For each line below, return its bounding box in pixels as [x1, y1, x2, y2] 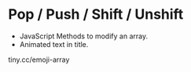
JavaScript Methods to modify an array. [19, 31, 148, 41]
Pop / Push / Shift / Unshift [8, 5, 184, 23]
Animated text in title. [19, 39, 89, 49]
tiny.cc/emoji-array [8, 55, 70, 64]
